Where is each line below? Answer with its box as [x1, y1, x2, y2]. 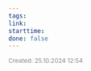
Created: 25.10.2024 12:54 [8, 56, 83, 65]
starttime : [8, 27, 45, 35]
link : [8, 19, 27, 27]
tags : [8, 11, 27, 20]
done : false [8, 34, 48, 43]
